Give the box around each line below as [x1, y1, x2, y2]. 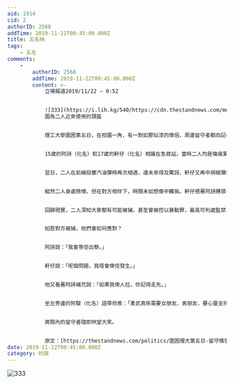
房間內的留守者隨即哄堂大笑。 [44, 318, 118, 325]
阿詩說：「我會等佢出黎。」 [44, 244, 107, 251]
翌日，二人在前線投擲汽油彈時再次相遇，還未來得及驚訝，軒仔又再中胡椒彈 [44, 169, 226, 176]
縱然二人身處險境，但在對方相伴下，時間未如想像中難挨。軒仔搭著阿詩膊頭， [44, 187, 231, 195]
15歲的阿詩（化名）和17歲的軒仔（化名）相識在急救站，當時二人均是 [44, 151, 213, 158]
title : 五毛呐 [7, 36, 45, 43]
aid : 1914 [7, 10, 36, 17]
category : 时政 [7, 350, 49, 358]
